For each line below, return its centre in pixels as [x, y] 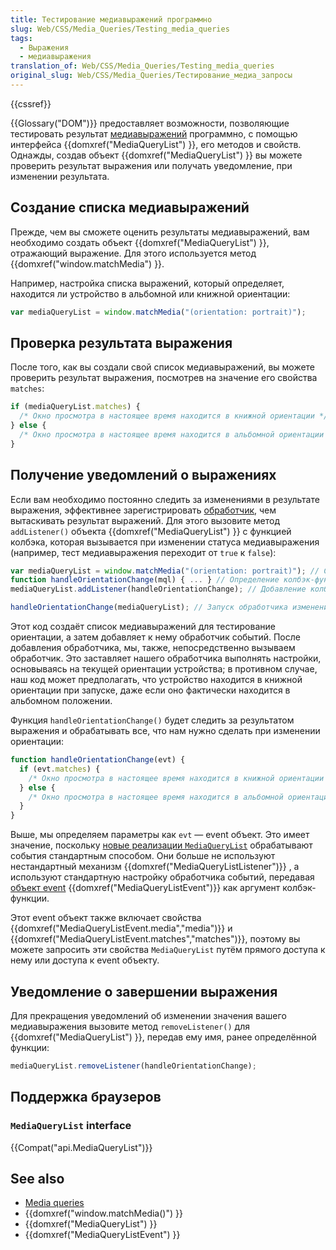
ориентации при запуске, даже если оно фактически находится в [150, 690]
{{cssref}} [31, 103]
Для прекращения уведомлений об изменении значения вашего [148, 1015]
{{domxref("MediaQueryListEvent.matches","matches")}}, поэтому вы [155, 939]
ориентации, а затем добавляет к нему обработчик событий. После [155, 637]
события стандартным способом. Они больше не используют [143, 856]
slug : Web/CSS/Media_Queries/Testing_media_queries [120, 29]
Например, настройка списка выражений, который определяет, [147, 283]
